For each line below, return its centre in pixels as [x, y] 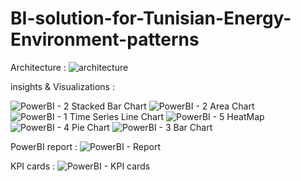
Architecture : [38, 67]
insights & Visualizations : [62, 86]
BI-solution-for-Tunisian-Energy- [151, 18]
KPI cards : [33, 166]
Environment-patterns [105, 39]
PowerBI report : [44, 146]
